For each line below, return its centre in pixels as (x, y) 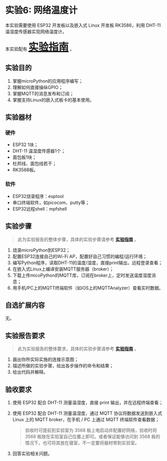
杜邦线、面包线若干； (34, 164)
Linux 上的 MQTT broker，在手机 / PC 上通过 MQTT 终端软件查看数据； (86, 419)
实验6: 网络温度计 (41, 10)
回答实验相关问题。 (32, 453)
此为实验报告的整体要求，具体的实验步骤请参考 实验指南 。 (78, 349)
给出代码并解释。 (30, 372)
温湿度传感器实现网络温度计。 (36, 31)
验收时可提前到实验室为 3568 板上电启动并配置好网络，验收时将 (91, 430)
